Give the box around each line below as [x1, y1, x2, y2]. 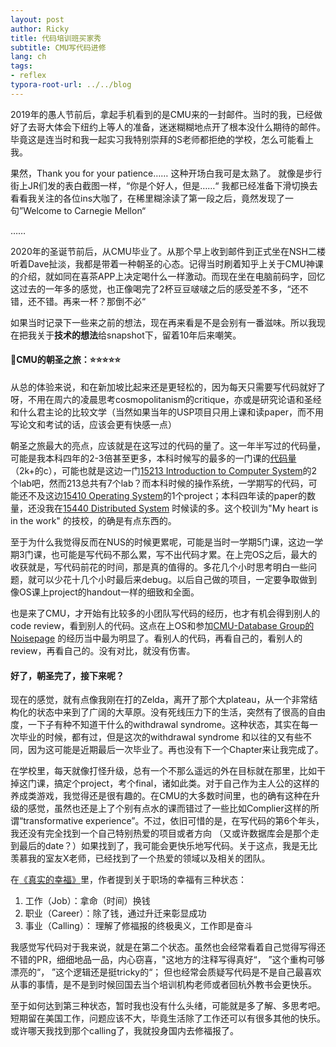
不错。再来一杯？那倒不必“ [36, 295, 147, 307]
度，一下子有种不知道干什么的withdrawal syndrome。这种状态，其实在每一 [10, 719, 319, 731]
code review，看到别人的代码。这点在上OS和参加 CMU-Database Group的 [10, 619, 315, 631]
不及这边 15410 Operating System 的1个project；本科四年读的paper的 [27, 489, 308, 501]
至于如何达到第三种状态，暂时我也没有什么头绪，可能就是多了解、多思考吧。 [10, 1000, 326, 1012]
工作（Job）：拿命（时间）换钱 [24, 895, 151, 907]
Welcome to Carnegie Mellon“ [23, 204, 147, 216]
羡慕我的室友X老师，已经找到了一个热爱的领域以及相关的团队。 [10, 852, 271, 865]
